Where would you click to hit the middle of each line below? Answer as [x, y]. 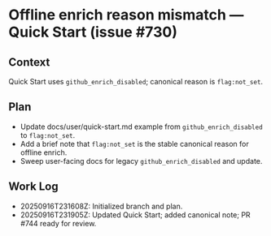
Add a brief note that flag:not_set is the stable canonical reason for [135, 144]
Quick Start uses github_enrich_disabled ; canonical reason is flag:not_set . [135, 82]
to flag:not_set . [48, 135]
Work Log [33, 187]
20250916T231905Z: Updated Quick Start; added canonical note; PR [135, 215]
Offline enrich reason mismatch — [126, 15]
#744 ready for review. [58, 223]
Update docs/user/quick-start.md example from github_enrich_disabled [141, 127]
